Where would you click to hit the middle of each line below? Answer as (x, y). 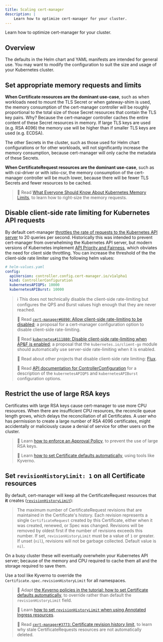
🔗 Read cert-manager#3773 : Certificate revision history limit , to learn (84, 624)
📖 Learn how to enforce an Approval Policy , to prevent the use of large (87, 440)
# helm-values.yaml (25, 267)
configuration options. (39, 379)
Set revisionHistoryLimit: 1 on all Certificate (75, 476)
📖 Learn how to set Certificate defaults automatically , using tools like (86, 455)
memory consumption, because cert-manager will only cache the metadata (81, 153)
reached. (26, 310)
